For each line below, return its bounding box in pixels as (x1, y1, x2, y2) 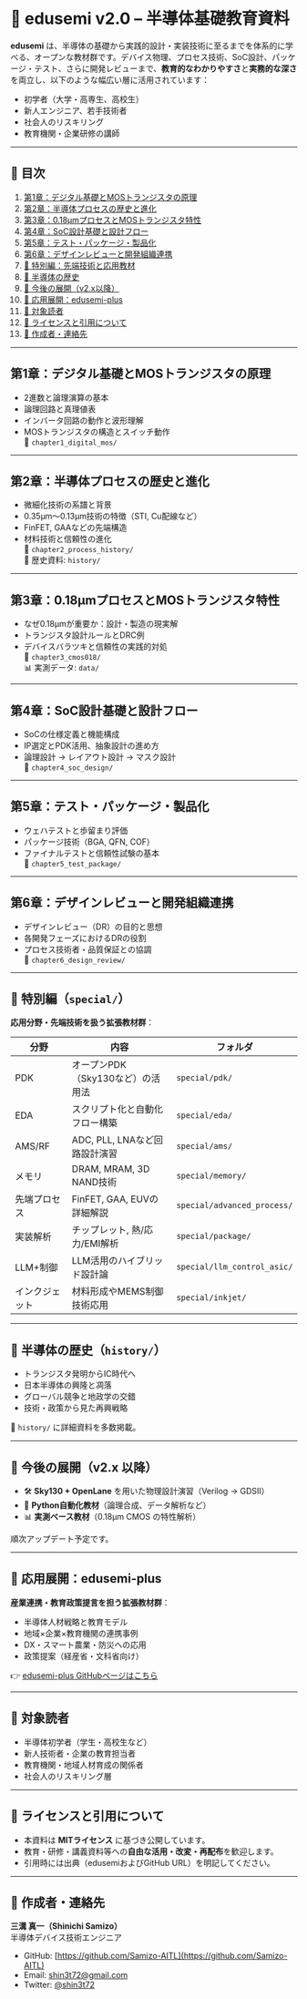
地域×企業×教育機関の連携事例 (23, 1627, 139, 1638)
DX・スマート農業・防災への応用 (23, 1639, 147, 1650)
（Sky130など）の (71, 1072, 152, 1085)
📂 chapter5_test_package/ (23, 857, 122, 868)
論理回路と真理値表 (23, 403, 97, 415)
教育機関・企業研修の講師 (23, 128, 120, 138)
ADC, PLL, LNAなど (71, 1133, 154, 1146)
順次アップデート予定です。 (10, 1533, 114, 1544)
